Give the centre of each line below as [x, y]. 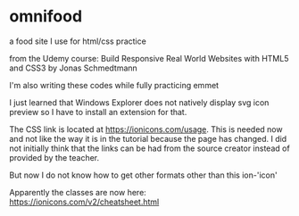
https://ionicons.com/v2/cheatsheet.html [84, 202]
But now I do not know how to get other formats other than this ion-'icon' [144, 175]
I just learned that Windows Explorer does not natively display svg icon [139, 102]
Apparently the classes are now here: [78, 192]
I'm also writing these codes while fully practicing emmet [114, 85]
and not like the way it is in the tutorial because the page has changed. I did [148, 138]
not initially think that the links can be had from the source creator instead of [149, 148]
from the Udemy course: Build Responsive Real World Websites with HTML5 [149, 58]
